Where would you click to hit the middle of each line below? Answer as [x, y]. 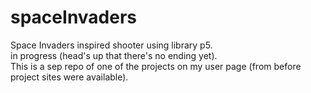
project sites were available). [69, 77]
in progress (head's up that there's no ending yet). [114, 55]
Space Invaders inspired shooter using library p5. [111, 45]
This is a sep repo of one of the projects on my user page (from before [156, 66]
